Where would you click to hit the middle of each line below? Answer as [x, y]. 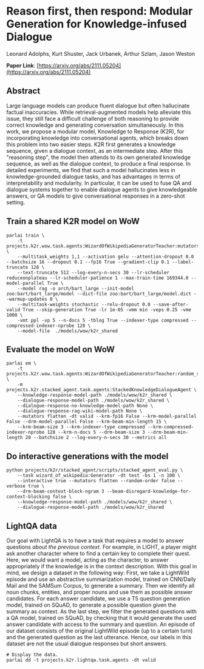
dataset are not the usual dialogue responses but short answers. [87, 644]
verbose [16, 486]
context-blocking [28, 497]
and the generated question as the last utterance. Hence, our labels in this [99, 637]
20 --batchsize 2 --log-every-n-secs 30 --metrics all [96, 438]
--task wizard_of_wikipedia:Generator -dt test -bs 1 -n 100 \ [99, 476]
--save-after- [171, 304]
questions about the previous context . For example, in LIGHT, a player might [101, 547]
